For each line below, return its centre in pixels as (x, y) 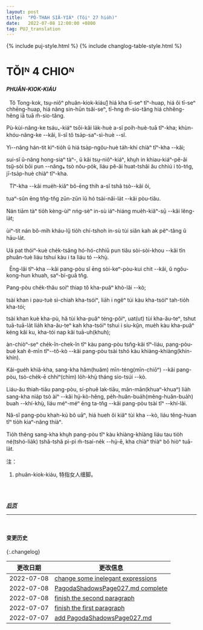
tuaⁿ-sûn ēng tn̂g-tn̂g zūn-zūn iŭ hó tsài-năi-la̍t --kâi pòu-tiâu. (84, 198)
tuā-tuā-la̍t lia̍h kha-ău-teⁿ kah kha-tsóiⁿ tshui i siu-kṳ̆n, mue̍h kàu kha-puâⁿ (100, 325)
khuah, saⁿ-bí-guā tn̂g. (60, 275)
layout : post (23, 12)
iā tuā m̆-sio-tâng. (43, 115)
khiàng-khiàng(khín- (166, 351)
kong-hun (18, 275)
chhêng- (174, 109)
